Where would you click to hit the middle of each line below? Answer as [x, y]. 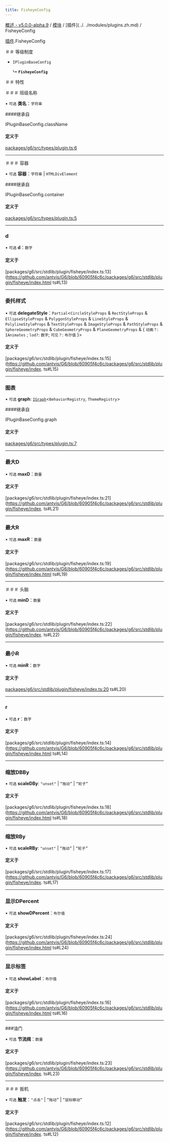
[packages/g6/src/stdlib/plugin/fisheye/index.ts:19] [58, 563]
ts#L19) [60, 574]
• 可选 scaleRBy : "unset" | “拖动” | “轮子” [47, 848]
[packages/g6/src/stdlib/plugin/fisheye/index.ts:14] [58, 743]
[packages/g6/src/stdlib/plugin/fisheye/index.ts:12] [58, 1124]
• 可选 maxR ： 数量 [23, 539]
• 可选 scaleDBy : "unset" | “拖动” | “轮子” [47, 784]
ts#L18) [60, 818]
